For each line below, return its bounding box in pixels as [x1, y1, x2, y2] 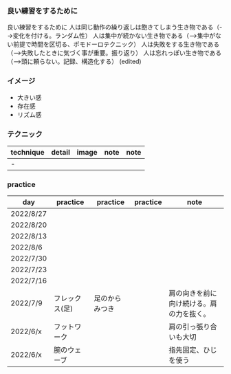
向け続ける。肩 [168, 299, 218, 309]
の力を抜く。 [168, 309, 211, 319]
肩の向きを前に [168, 289, 218, 298]
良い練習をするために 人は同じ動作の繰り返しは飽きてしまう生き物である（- [7, 23, 223, 32]
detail [51, 147, 70, 157]
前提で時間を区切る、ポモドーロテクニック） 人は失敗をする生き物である [12, 40, 220, 49]
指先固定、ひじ [168, 345, 218, 355]
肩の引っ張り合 [168, 322, 218, 331]
